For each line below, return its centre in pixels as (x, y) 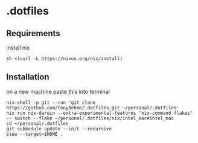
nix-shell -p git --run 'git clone (51, 102)
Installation (28, 77)
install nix (18, 47)
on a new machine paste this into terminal (58, 91)
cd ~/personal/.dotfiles (37, 123)
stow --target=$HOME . (35, 134)
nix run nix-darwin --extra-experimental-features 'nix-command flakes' (100, 113)
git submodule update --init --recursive (59, 129)
